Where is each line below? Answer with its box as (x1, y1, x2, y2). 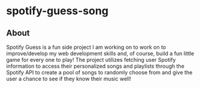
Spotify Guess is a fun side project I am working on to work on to (6, 43, 166, 51)
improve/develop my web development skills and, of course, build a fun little (6, 50, 195, 57)
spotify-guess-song (6, 4, 109, 18)
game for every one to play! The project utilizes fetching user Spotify (6, 56, 176, 63)
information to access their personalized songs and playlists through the (6, 62, 184, 70)
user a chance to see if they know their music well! (6, 76, 132, 82)
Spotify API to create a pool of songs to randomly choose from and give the (6, 69, 193, 76)
